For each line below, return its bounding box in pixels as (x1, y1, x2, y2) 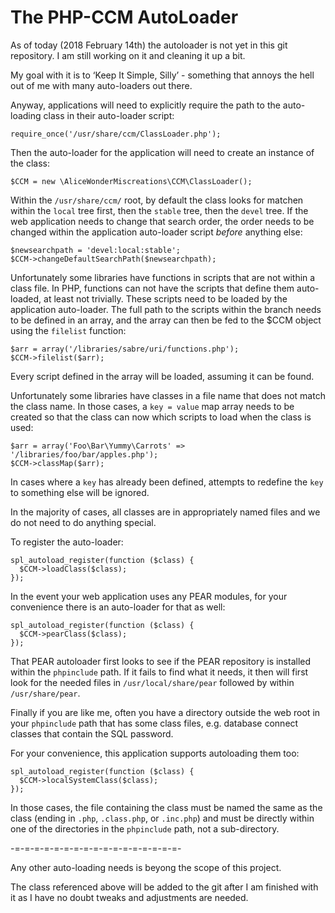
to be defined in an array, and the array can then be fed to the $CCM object (10, 314, 322, 326)
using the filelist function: (10, 324, 127, 336)
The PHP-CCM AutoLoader (10, 6, 239, 29)
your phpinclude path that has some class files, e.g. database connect (10, 717, 299, 729)
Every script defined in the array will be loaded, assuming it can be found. (10, 370, 315, 382)
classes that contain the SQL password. (10, 727, 174, 740)
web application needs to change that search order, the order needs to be (10, 215, 315, 227)
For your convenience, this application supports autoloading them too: (10, 747, 300, 759)
